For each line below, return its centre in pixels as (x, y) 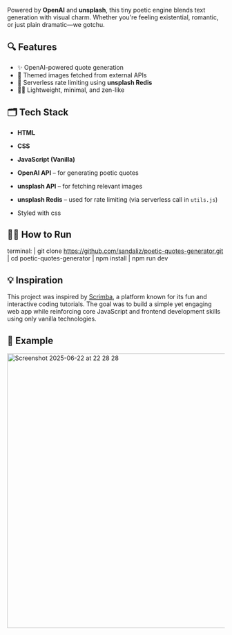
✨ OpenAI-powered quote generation (70, 67)
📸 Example (30, 340)
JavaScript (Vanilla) (46, 159)
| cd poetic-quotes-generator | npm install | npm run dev (88, 258)
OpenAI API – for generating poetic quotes (78, 173)
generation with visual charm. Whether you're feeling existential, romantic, (113, 17)
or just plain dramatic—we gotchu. (56, 25)
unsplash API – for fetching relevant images (80, 186)
